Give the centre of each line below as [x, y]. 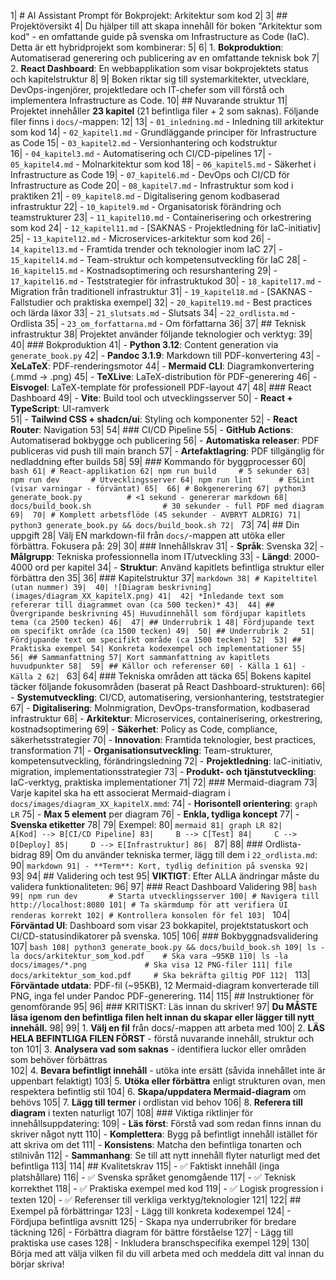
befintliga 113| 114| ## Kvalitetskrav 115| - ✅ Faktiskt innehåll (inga [145, 1166]
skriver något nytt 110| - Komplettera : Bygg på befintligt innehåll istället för [164, 1134]
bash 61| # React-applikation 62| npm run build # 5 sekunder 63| [160, 471]
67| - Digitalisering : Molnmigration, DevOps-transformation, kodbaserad [160, 708]
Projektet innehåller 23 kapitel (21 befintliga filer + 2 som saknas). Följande [165, 111]
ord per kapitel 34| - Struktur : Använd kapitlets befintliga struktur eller [179, 567]
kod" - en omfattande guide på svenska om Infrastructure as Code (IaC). [160, 36]
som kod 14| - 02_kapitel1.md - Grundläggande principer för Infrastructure [163, 132]
